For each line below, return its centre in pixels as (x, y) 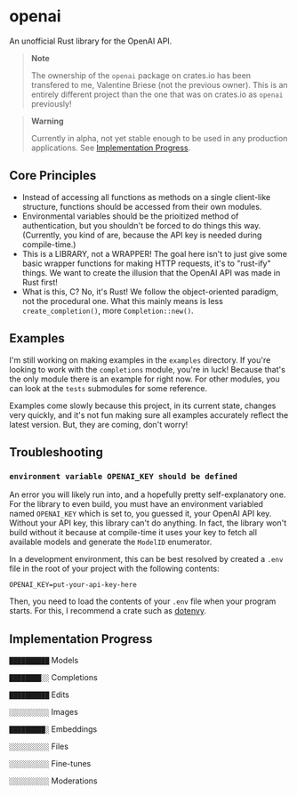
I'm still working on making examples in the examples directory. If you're (140, 360)
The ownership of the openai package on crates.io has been (141, 75)
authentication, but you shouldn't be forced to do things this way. (141, 225)
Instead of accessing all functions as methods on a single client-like (146, 197)
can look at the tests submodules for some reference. (108, 388)
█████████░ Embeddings (53, 729)
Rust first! (40, 282)
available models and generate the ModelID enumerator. (111, 542)
